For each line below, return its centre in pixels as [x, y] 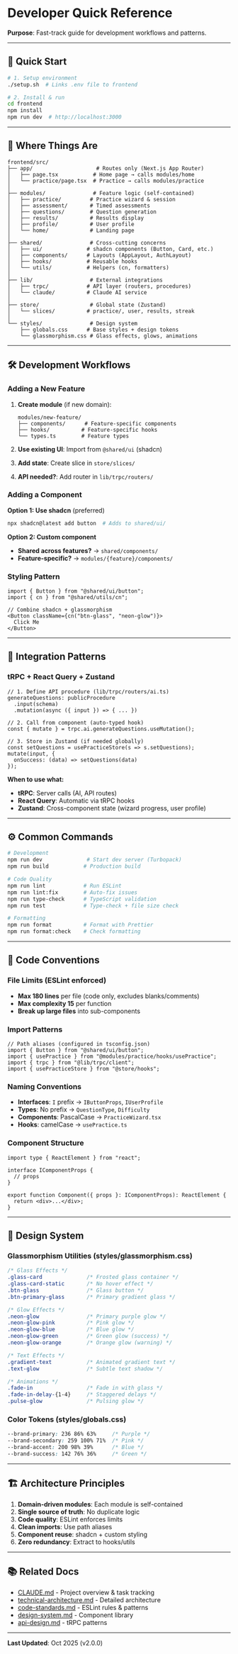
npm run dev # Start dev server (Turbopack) [95, 860]
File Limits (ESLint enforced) [57, 980]
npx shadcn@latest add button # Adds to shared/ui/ [87, 523]
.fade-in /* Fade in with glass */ [85, 1388]
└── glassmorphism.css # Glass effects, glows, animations [109, 336]
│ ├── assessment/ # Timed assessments [79, 206]
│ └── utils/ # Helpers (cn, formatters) [89, 267]
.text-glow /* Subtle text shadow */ [85, 1369]
